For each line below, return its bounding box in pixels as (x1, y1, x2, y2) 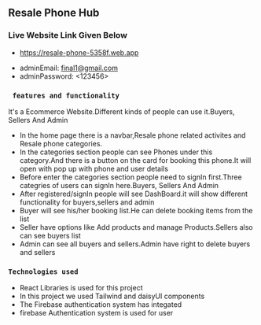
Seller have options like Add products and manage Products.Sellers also (19, 222, 253, 231)
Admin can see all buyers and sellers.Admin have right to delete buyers (19, 239, 251, 249)
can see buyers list (19, 231, 81, 240)
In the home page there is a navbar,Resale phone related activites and (19, 130, 246, 140)
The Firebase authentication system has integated (19, 300, 182, 309)
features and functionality (12, 90, 120, 100)
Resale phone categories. (19, 138, 103, 148)
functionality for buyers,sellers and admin (19, 197, 155, 207)
